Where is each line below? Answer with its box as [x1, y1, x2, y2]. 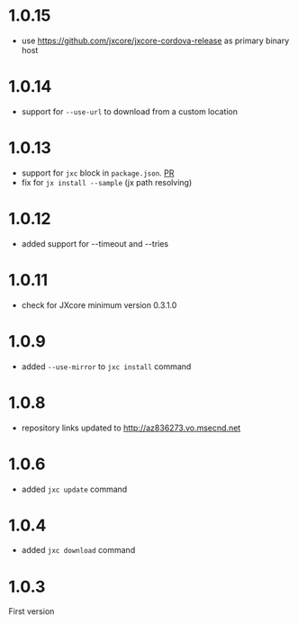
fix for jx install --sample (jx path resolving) [21, 176, 193, 187]
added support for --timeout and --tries [21, 238, 168, 249]
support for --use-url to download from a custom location [21, 105, 239, 117]
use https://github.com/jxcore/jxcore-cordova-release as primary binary [21, 35, 290, 46]
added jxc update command [21, 484, 128, 494]
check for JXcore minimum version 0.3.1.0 [21, 299, 177, 311]
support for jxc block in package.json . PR [21, 167, 175, 178]
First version [8, 606, 55, 617]
